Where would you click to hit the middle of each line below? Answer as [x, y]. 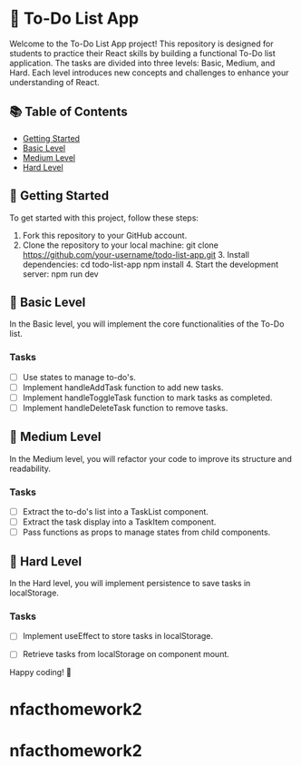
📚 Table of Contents [69, 112]
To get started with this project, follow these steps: [104, 218]
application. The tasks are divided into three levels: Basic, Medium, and [142, 63]
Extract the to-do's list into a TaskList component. [115, 512]
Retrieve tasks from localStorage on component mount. [126, 654]
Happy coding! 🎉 [41, 673]
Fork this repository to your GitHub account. [105, 235]
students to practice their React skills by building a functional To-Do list [143, 53]
